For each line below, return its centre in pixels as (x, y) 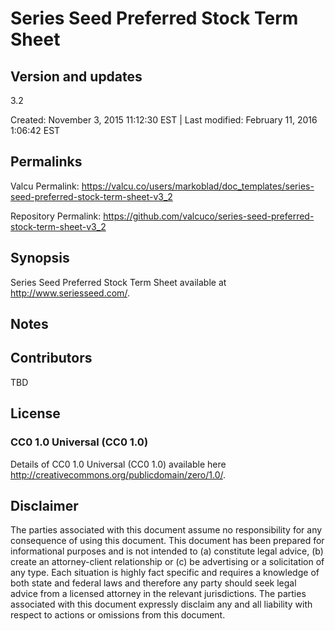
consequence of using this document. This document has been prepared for (167, 541)
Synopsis (40, 258)
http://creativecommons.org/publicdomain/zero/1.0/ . (118, 474)
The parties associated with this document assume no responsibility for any (166, 530)
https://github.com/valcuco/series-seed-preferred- (209, 216)
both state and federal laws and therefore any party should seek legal (153, 583)
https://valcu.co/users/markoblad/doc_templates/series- (198, 186)
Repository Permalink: (56, 216)
